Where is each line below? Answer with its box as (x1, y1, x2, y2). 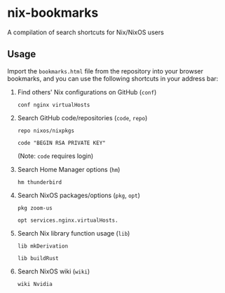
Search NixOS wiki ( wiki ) (17, 267, 90, 276)
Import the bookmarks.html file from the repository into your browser (7, 66, 204, 75)
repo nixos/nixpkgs (17, 127, 75, 134)
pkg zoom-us (17, 204, 53, 211)
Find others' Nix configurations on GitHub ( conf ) (17, 87, 157, 96)
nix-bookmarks (7, 5, 99, 21)
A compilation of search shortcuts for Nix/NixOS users (7, 28, 165, 36)
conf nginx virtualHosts (17, 101, 90, 108)
